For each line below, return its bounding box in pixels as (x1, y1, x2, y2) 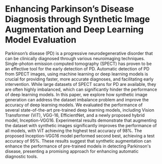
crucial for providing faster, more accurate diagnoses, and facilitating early (5, 76, 154, 82)
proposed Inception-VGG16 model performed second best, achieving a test (5, 132, 155, 139)
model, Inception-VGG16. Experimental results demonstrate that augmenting (5, 117, 157, 123)
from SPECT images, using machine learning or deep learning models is (5, 71, 148, 77)
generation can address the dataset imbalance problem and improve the (5, 97, 149, 102)
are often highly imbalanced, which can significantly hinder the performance (5, 86, 157, 92)
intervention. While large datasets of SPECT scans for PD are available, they (5, 81, 156, 87)
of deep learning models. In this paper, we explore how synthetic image (5, 91, 147, 98)
